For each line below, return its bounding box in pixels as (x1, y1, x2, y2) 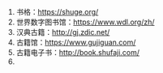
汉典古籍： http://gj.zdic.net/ (15, 28, 110, 36)
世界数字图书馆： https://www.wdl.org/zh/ (15, 17, 156, 27)
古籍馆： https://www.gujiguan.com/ (15, 37, 136, 47)
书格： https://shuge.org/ (15, 7, 99, 16)
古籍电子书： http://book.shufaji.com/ (15, 48, 140, 57)
